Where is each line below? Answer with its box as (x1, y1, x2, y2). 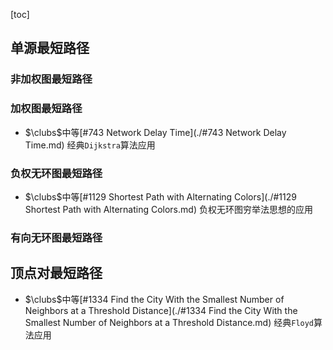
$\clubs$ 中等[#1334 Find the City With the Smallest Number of (24, 293, 285, 305)
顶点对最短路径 (10, 265, 103, 282)
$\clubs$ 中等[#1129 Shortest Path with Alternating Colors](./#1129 (24, 190, 297, 203)
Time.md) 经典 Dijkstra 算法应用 (24, 139, 156, 151)
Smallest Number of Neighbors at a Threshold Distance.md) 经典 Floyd (24, 316, 315, 328)
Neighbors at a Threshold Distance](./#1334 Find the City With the (24, 304, 298, 316)
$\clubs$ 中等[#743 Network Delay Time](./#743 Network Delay (24, 126, 287, 138)
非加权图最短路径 (10, 72, 93, 86)
